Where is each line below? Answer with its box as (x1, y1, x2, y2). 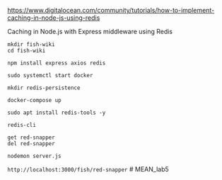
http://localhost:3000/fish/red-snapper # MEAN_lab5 (7, 165, 170, 173)
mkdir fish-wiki (7, 41, 55, 48)
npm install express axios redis (7, 60, 106, 67)
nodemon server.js (7, 152, 62, 159)
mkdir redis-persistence (7, 84, 81, 91)
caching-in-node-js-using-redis (7, 13, 100, 22)
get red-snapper (7, 134, 55, 141)
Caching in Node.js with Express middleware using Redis (7, 28, 173, 35)
